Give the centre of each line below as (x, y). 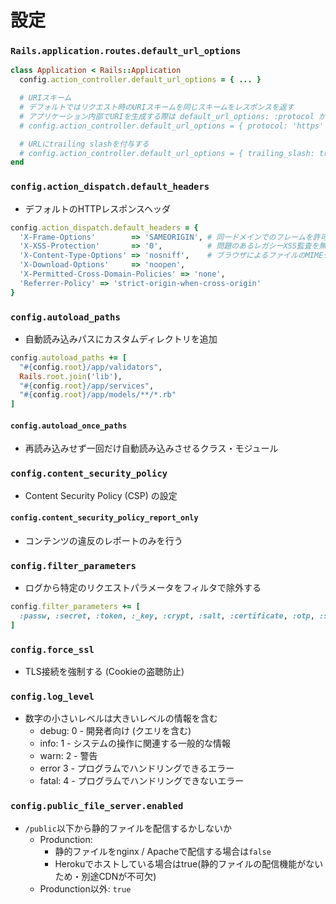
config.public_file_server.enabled (97, 806)
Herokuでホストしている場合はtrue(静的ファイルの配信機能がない (189, 863)
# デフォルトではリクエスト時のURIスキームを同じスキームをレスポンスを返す (157, 107)
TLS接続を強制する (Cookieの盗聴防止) (104, 672)
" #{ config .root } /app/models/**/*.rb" (98, 395)
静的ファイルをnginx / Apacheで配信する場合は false (163, 851)
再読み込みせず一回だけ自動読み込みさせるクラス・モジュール (151, 448)
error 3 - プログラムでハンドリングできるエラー (137, 768)
